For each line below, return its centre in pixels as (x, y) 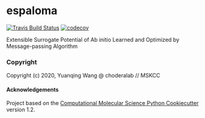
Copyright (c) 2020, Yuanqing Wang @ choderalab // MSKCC (83, 76)
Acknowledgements (33, 89)
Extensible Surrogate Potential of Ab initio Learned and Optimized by (93, 39)
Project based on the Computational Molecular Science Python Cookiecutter (102, 103)
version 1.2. (21, 110)
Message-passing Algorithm (42, 46)
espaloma (32, 11)
